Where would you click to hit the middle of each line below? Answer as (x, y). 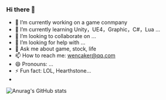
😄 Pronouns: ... (34, 64)
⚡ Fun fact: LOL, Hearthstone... (53, 71)
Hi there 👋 (21, 10)
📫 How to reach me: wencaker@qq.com (65, 55)
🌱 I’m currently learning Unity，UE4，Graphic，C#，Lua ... (87, 30)
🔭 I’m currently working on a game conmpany (71, 23)
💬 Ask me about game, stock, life (56, 49)
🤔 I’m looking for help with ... (50, 43)
